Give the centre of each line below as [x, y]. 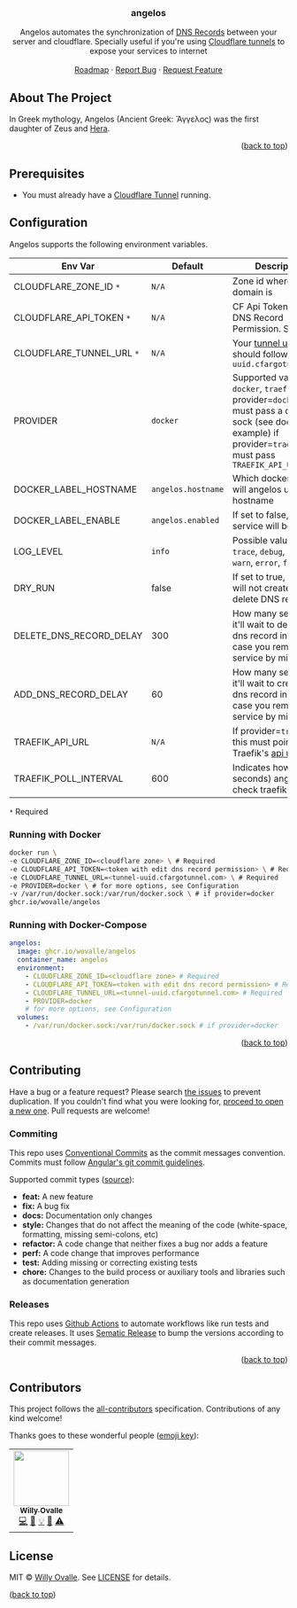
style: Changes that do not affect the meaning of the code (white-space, [155, 1225]
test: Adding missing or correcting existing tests [110, 1263]
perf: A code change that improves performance [111, 1253]
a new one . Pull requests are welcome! [80, 1111]
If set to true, [259, 576]
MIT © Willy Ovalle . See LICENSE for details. [90, 1577]
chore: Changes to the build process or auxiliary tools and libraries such [153, 1272]
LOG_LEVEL [38, 551]
